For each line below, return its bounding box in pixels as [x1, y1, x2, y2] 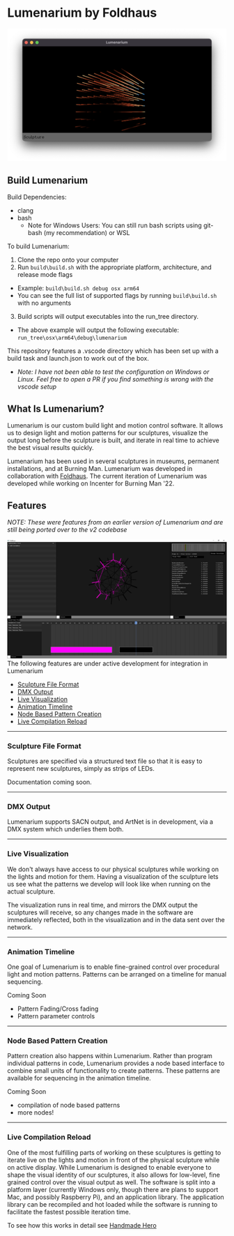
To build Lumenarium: [7, 242, 70, 250]
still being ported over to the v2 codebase [7, 525, 127, 534]
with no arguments [17, 299, 72, 308]
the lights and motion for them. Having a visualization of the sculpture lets [7, 872, 219, 880]
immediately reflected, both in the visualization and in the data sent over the [7, 915, 225, 924]
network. [7, 923, 33, 931]
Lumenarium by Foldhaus [7, 5, 157, 21]
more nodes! [17, 1108, 54, 1117]
